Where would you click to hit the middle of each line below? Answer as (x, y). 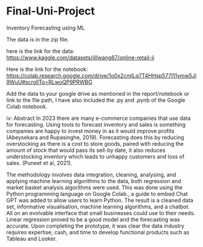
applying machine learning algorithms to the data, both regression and (94, 181)
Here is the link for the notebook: (47, 69)
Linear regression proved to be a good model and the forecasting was (93, 219)
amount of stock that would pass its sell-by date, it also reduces (86, 150)
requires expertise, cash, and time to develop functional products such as (98, 232)
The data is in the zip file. (38, 39)
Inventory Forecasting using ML (46, 28)
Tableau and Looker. (32, 239)
